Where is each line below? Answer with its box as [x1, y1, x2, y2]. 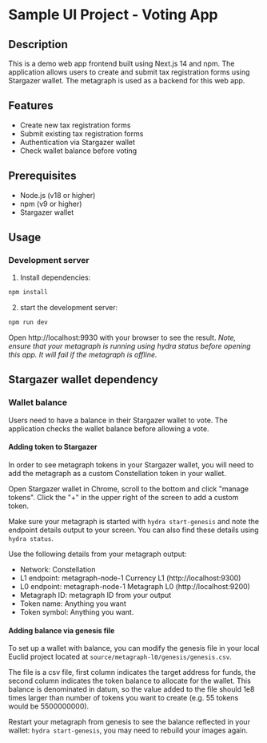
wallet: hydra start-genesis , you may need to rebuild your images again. [8, 725, 249, 735]
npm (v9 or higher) [19, 199, 82, 208]
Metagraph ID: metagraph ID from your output [19, 590, 172, 600]
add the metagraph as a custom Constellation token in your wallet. [8, 468, 226, 478]
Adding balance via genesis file [8, 625, 115, 635]
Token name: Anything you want [19, 599, 126, 608]
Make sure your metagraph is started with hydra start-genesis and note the [8, 516, 260, 526]
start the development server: [19, 303, 118, 313]
